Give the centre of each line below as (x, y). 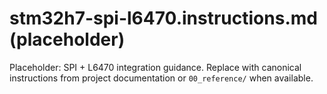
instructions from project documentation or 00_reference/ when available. (161, 78)
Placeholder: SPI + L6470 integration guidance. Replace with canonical (155, 67)
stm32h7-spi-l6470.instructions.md (163, 18)
